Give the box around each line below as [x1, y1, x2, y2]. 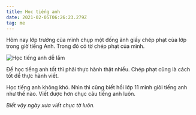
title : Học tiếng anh [6, 8, 61, 15]
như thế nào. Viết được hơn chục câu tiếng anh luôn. [6, 90, 136, 98]
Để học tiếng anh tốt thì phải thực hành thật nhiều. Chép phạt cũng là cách [6, 66, 191, 73]
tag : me [6, 20, 26, 26]
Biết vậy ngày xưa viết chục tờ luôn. [6, 102, 95, 109]
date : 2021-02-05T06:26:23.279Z [6, 14, 87, 20]
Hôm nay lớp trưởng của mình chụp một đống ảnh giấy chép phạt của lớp [6, 37, 187, 44]
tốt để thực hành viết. [6, 72, 59, 80]
